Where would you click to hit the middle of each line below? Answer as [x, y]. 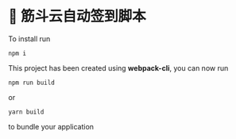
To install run [29, 39]
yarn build [26, 112]
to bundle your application [51, 126]
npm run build [32, 83]
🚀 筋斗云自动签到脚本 [77, 16]
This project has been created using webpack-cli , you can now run [118, 68]
